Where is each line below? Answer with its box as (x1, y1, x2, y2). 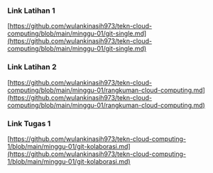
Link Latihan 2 (7, 62, 57, 72)
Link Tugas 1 (7, 118, 51, 128)
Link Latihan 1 (7, 6, 55, 16)
